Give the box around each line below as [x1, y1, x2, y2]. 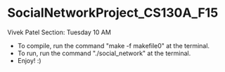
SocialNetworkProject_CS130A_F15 [7, 5, 219, 21]
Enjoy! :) [17, 56, 41, 64]
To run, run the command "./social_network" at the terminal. [17, 49, 191, 57]
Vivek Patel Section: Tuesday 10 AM [7, 28, 111, 36]
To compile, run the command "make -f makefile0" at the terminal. [17, 41, 210, 50]
